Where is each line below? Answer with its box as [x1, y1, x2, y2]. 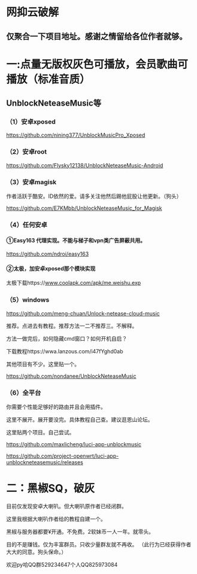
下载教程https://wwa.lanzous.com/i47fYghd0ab [6, 347, 123, 354]
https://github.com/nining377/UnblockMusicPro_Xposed [6, 131, 146, 139]
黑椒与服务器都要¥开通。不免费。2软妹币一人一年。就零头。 [6, 528, 154, 535]
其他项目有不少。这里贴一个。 [6, 360, 80, 368]
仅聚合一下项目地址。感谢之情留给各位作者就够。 [6, 31, 187, 41]
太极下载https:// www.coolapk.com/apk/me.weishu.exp [6, 280, 141, 287]
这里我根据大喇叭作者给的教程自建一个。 [6, 515, 106, 522]
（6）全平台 [6, 388, 41, 396]
